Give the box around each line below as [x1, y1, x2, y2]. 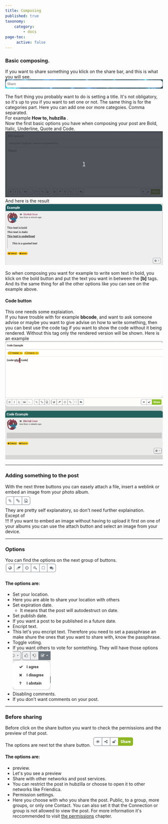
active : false [16, 40, 46, 45]
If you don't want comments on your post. [12, 696, 99, 702]
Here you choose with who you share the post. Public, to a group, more [12, 797, 159, 803]
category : [14, 24, 35, 29]
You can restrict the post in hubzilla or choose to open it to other [12, 781, 145, 787]
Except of [5, 512, 25, 519]
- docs [23, 29, 37, 35]
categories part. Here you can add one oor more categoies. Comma [5, 104, 145, 110]
